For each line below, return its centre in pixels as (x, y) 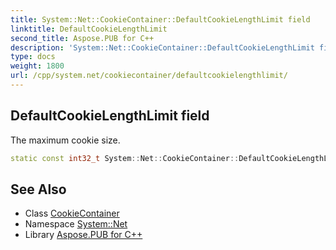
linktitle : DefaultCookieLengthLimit (89, 29)
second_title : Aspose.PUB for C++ (82, 38)
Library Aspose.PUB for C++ (83, 235)
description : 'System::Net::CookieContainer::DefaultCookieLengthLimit (162, 47)
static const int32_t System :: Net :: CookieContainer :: (125, 158)
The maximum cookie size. (65, 140)
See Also (38, 189)
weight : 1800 (37, 66)
